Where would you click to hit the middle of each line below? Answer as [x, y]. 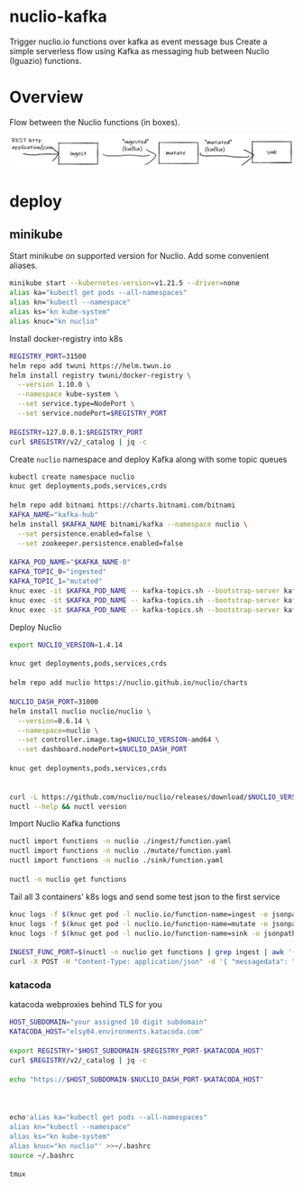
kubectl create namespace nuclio [72, 477]
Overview [46, 97]
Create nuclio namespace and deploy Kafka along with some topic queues [148, 459]
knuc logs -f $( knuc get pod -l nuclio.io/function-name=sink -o [134, 933]
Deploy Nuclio [36, 627]
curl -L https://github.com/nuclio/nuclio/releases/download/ [129, 797]
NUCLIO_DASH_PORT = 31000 [54, 702]
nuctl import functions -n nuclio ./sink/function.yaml [116, 860]
